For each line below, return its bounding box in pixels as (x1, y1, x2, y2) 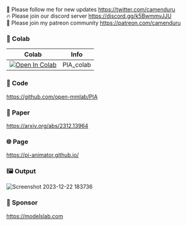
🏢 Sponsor (6, 198, 38, 207)
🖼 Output (6, 167, 36, 176)
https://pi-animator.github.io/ (6, 151, 79, 159)
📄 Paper (6, 108, 31, 116)
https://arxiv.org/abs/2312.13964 (6, 122, 89, 129)
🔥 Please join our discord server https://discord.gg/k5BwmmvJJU (6, 12, 172, 20)
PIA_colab (62, 61, 92, 69)
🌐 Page (6, 137, 29, 146)
